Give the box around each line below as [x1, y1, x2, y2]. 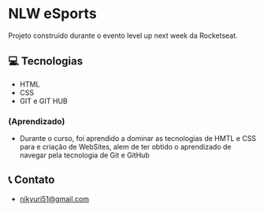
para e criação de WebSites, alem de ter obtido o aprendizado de [19, 143, 232, 152]
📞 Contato [8, 173, 55, 187]
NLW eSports [8, 5, 97, 23]
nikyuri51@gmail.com [19, 194, 89, 203]
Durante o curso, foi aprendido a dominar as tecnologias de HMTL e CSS [19, 134, 257, 143]
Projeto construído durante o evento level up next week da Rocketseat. [8, 31, 238, 40]
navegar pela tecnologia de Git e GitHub [19, 150, 150, 160]
